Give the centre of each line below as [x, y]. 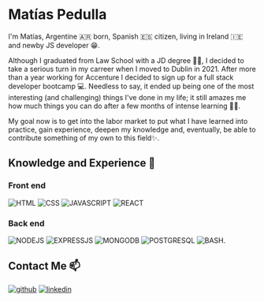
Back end [26, 223]
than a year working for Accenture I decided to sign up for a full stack [121, 77]
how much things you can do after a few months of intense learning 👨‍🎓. [125, 106]
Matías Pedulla [58, 15]
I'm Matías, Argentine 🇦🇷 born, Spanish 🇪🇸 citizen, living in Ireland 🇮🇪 [126, 36]
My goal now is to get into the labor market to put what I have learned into [128, 121]
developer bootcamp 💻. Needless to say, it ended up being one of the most [131, 86]
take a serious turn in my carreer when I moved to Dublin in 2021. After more [132, 69]
